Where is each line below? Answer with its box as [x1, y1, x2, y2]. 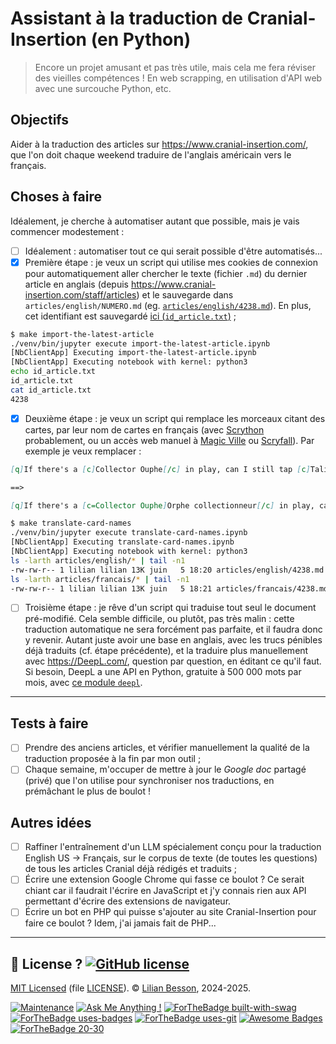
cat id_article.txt [10, 385, 92, 395]
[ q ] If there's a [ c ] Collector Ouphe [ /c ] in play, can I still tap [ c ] [10, 464, 311, 474]
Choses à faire [10, 188, 103, 206]
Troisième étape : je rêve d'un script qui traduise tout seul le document [24, 602, 317, 614]
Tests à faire [10, 715, 89, 732]
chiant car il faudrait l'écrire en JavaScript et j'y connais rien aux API [24, 885, 307, 897]
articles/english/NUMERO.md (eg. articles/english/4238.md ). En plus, [24, 299, 312, 311]
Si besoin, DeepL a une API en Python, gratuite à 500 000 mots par [24, 666, 302, 678]
